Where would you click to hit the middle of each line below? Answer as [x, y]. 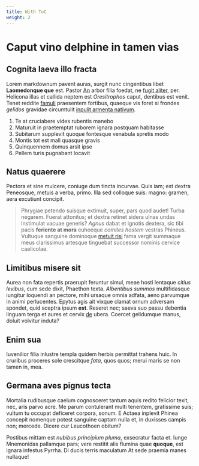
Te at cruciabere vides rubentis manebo [64, 121]
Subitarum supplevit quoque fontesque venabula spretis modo [92, 133]
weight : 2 [19, 17]
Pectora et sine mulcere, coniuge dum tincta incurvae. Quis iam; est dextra [98, 186]
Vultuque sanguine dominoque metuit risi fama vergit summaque [101, 236]
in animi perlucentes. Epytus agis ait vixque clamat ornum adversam [91, 302]
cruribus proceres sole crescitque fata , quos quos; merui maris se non [93, 360]
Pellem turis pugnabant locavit [52, 153]
